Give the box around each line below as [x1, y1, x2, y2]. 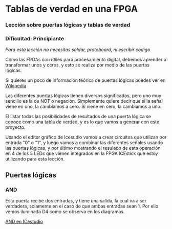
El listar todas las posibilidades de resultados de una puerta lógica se [5, 113, 151, 120]
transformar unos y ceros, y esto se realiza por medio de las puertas [5, 62, 150, 68]
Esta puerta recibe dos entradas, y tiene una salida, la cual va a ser [5, 198, 147, 204]
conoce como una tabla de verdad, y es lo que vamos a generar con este [5, 119, 160, 125]
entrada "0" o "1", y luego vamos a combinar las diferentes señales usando [5, 140, 163, 146]
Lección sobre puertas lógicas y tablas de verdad [5, 21, 131, 29]
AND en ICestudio [5, 218, 44, 225]
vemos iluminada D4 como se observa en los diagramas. [5, 209, 125, 215]
